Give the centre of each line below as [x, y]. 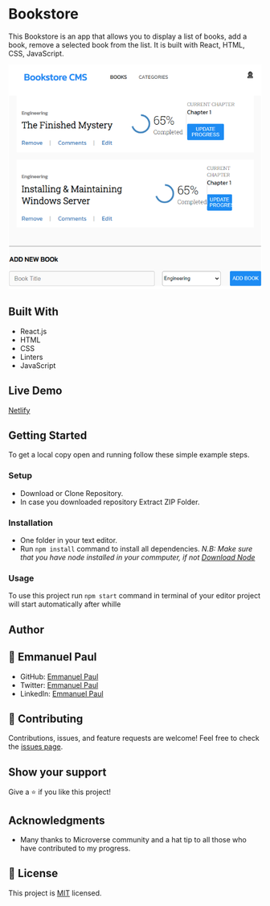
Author [26, 629]
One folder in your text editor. [69, 540]
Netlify [19, 410]
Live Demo [35, 391]
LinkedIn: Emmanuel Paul [61, 693]
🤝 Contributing [46, 719]
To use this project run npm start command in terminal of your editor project [135, 596]
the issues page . [36, 747]
